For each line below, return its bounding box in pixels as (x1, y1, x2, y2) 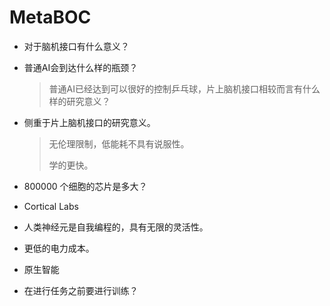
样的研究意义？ (48, 95, 111, 107)
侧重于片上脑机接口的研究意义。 (23, 116, 156, 128)
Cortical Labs (23, 200, 79, 212)
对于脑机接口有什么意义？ (23, 40, 130, 52)
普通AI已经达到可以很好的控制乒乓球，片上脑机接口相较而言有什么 (48, 82, 321, 95)
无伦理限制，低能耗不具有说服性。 (48, 137, 190, 150)
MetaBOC (9, 6, 92, 29)
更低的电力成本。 (23, 242, 95, 254)
